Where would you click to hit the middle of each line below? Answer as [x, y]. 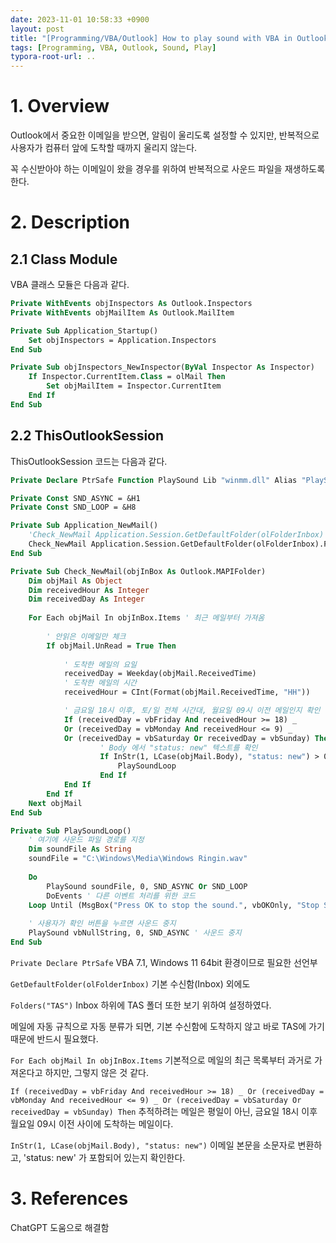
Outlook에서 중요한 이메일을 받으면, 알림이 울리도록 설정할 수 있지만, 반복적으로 [165, 135]
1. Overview [60, 106]
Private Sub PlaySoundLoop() [71, 831]
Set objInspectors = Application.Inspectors [122, 340]
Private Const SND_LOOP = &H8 [73, 507]
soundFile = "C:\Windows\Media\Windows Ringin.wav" [138, 859]
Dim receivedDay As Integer [86, 599]
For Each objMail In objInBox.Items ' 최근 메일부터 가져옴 [146, 618]
